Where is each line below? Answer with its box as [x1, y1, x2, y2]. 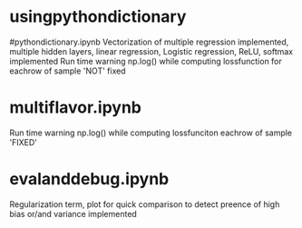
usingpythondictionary [9, 6, 187, 27]
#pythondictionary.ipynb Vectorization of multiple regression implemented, [9, 36, 289, 47]
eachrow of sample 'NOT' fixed [9, 65, 126, 76]
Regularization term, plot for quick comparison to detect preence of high [9, 198, 280, 210]
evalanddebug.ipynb [9, 169, 170, 190]
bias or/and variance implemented [9, 208, 138, 219]
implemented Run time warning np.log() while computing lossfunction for [9, 55, 283, 66]
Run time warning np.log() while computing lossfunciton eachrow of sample [9, 127, 293, 138]
